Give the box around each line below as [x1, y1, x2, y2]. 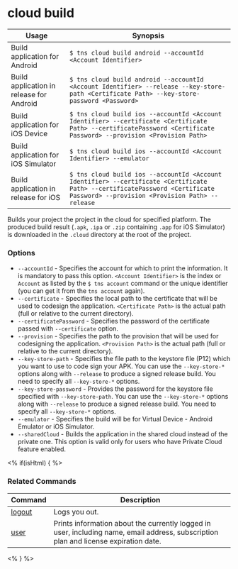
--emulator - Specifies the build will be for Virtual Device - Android [17, 415, 212, 424]
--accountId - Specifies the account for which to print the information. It [17, 264, 228, 272]
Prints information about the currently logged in [53, 518, 211, 528]
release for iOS [11, 192, 61, 202]
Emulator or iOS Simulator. [17, 422, 95, 431]
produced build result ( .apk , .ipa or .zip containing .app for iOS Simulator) [7, 222, 225, 231]
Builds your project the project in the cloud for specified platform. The [7, 215, 211, 223]
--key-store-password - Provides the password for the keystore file [17, 385, 214, 393]
